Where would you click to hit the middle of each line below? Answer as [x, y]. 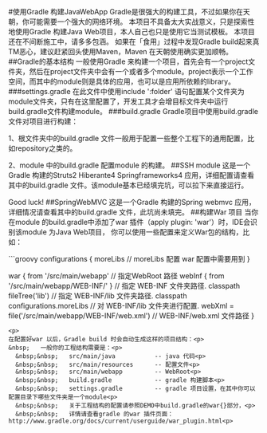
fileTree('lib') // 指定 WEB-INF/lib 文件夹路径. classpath [98, 296]
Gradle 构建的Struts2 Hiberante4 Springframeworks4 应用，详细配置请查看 [132, 175]
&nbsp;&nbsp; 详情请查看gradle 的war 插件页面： [94, 414]
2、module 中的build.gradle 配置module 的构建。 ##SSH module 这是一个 [130, 165]
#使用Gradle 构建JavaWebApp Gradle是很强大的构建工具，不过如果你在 [126, 12]
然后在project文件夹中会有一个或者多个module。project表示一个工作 [141, 71]
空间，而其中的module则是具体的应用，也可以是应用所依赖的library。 [122, 81]
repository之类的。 [46, 148]
